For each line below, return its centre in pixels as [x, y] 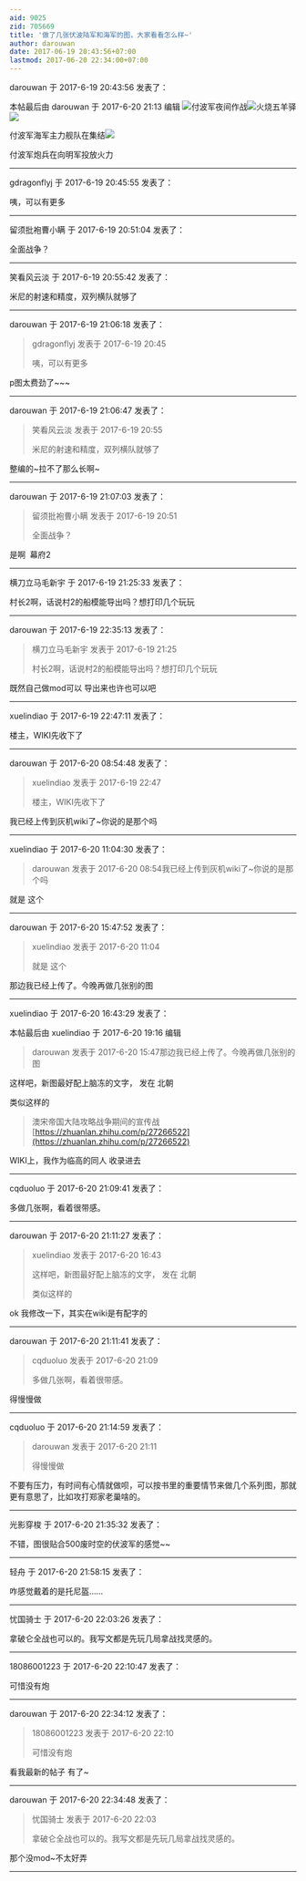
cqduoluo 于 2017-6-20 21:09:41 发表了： [87, 1188]
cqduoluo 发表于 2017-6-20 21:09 [95, 1360]
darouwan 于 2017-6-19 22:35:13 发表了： [88, 630]
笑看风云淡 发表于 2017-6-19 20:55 [97, 430]
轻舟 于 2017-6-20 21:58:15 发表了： [77, 1572]
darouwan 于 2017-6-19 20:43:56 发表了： [89, 87]
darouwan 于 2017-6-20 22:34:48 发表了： [90, 1800]
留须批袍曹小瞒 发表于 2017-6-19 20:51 [104, 516]
